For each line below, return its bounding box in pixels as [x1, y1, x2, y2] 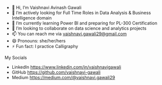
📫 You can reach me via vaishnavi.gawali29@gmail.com [11, 31, 127, 37]
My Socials [4, 55, 27, 61]
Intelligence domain [11, 15, 52, 21]
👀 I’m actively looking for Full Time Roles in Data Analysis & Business [11, 10, 151, 16]
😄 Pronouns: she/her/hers [11, 38, 66, 43]
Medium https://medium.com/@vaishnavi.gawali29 [11, 75, 115, 80]
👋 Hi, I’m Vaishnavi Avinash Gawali [11, 5, 82, 10]
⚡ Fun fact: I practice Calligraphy [11, 43, 78, 49]
